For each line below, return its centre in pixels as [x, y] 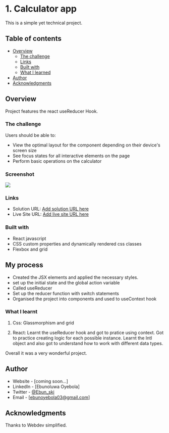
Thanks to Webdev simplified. [36, 425]
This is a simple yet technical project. [44, 23]
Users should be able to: [31, 135]
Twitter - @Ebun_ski [33, 392]
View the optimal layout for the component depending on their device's [86, 145]
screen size [24, 150]
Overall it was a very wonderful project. [46, 353]
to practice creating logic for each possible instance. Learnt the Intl [82, 338]
